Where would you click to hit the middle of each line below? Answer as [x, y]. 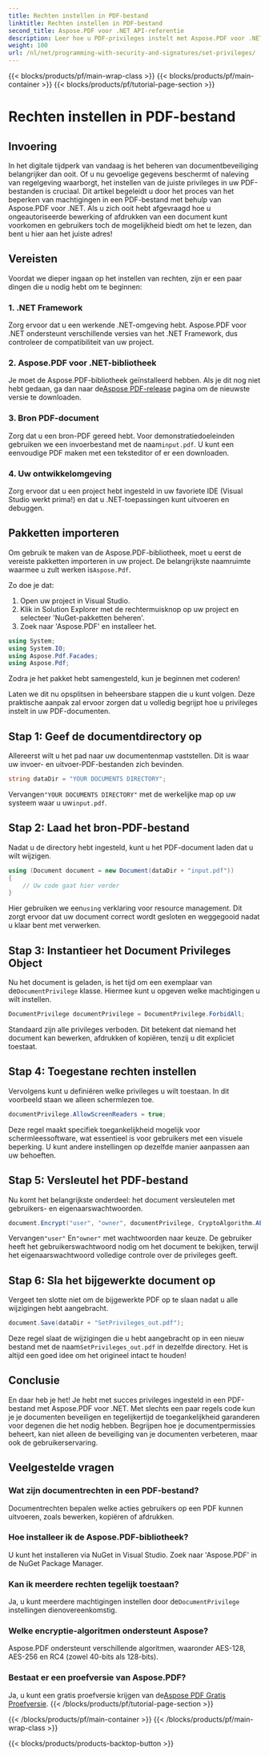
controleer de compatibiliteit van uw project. [81, 343]
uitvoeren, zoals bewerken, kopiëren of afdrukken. [91, 1516]
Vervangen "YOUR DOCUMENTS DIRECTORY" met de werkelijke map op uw [122, 794]
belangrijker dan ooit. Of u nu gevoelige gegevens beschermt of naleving [129, 174]
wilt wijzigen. [30, 856]
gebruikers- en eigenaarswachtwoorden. [76, 1208]
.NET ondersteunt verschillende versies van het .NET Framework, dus [123, 334]
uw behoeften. [32, 1155]
